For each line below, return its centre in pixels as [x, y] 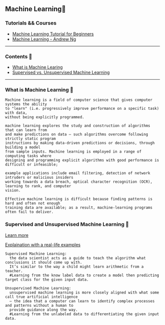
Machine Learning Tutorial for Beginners [53, 34]
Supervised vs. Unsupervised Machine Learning [61, 72]
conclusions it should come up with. [44, 262]
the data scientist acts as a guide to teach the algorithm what [78, 258]
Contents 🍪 [19, 56]
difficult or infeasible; [31, 165]
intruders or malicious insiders [39, 178]
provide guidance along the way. [44, 310]
